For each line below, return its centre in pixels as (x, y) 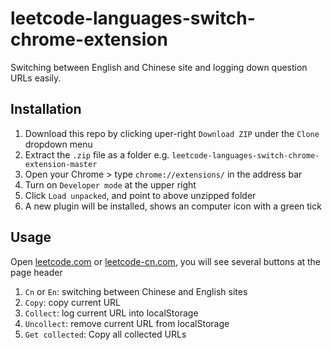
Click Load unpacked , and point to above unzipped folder (140, 195)
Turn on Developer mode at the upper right (110, 184)
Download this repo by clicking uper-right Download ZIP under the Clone (172, 133)
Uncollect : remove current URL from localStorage (127, 323)
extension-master (61, 164)
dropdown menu (58, 144)
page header (36, 272)
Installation (46, 109)
